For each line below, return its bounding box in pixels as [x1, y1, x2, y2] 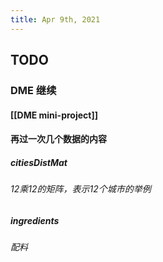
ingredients [10, 214, 60, 226]
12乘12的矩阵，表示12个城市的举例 [10, 183, 152, 195]
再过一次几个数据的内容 [10, 133, 107, 145]
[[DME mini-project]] [10, 109, 98, 121]
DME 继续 [10, 83, 57, 97]
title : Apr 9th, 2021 [10, 14, 101, 25]
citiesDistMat [10, 156, 68, 168]
